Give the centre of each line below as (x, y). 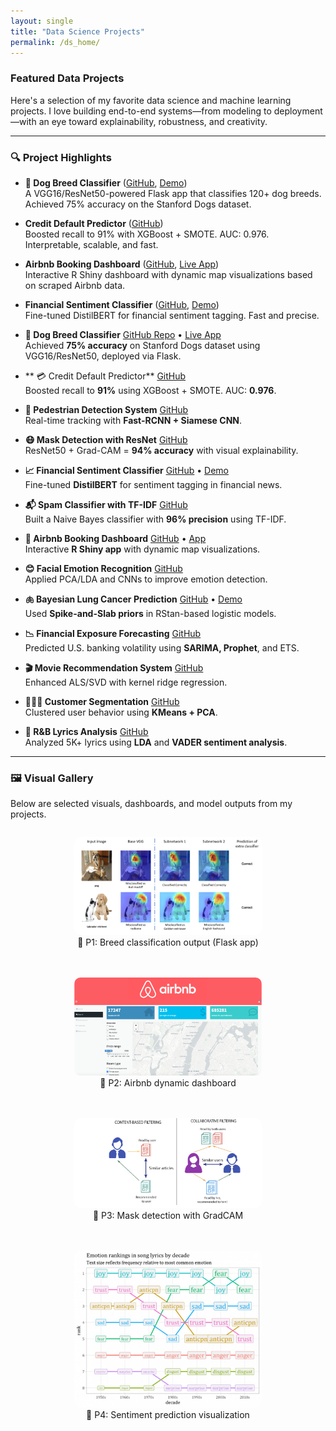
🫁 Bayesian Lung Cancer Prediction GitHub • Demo (133, 599)
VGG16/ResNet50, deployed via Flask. (103, 356)
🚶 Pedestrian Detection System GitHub (106, 409)
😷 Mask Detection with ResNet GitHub (106, 439)
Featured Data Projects (67, 78)
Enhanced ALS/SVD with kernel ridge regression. (126, 682)
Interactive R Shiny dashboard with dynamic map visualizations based (168, 274)
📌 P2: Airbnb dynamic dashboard (168, 1083)
